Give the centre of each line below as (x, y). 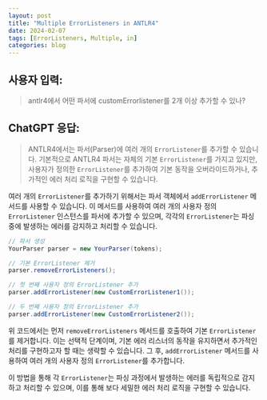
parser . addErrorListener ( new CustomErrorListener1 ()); (102, 293)
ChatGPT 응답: (44, 128)
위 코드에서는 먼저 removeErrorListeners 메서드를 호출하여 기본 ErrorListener (132, 330)
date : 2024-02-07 (37, 30)
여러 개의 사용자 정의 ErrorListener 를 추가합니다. (107, 360)
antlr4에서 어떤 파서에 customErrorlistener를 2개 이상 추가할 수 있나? (137, 100)
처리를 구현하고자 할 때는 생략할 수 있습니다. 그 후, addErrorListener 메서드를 (129, 350)
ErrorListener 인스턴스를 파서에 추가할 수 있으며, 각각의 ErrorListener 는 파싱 (132, 216)
